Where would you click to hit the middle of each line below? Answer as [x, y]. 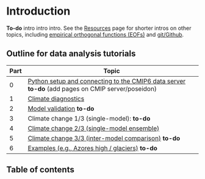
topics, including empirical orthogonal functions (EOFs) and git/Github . [95, 34]
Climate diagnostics [56, 99]
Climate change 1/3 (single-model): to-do [89, 118]
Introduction [38, 11]
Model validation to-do [61, 108]
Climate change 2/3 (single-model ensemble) [94, 128]
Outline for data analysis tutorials [71, 54]
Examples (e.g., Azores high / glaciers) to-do [92, 148]
